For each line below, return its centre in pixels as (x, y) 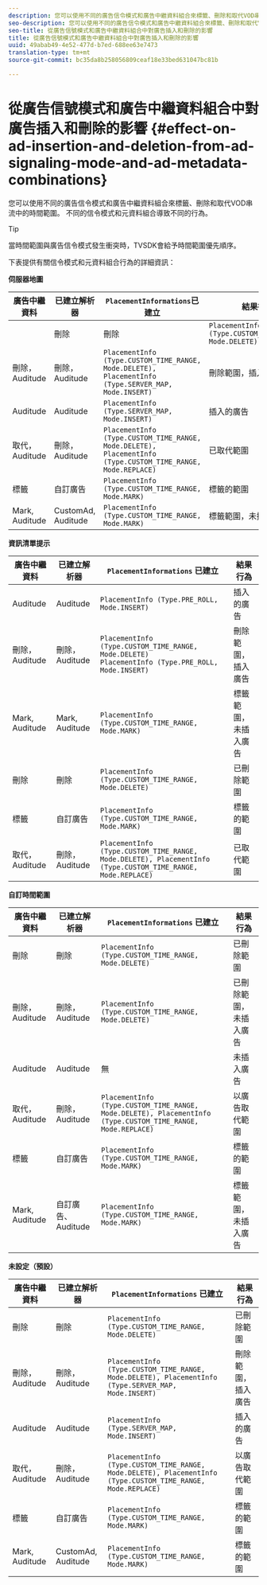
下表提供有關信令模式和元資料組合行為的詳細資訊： (92, 262)
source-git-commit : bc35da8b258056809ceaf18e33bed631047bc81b (113, 60)
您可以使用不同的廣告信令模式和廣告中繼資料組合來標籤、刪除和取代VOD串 (130, 203)
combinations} (58, 180)
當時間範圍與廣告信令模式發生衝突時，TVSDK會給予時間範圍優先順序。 (124, 245)
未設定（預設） (33, 1266)
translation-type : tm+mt (49, 53)
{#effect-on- (193, 129)
